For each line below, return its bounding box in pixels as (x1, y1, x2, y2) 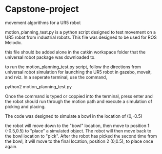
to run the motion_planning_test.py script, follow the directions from (5, 64, 142, 70)
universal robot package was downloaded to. (5, 54, 96, 60)
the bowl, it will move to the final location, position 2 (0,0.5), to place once (5, 138, 154, 144)
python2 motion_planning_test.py (5, 83, 72, 89)
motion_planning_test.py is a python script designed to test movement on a (5, 29, 156, 35)
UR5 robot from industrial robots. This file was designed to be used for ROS (5, 34, 157, 40)
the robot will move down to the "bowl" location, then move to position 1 (5, 123, 150, 128)
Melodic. (5, 39, 23, 45)
